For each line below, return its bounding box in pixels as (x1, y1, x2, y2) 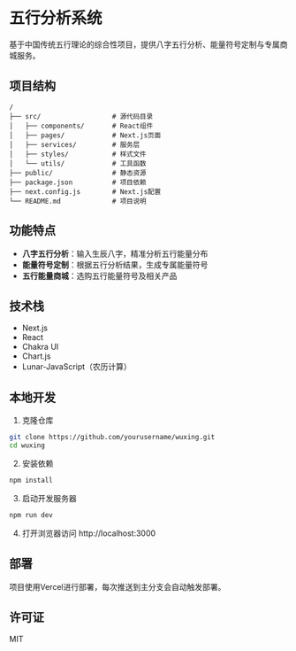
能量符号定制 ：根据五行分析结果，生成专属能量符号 (21, 259, 209, 270)
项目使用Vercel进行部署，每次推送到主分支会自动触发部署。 (9, 581, 226, 592)
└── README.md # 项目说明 (9, 197, 148, 205)
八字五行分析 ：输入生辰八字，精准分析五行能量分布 (21, 248, 209, 259)
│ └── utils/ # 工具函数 (9, 159, 148, 168)
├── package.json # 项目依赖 (9, 178, 148, 187)
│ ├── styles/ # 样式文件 (9, 150, 148, 159)
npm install (9, 476, 53, 484)
